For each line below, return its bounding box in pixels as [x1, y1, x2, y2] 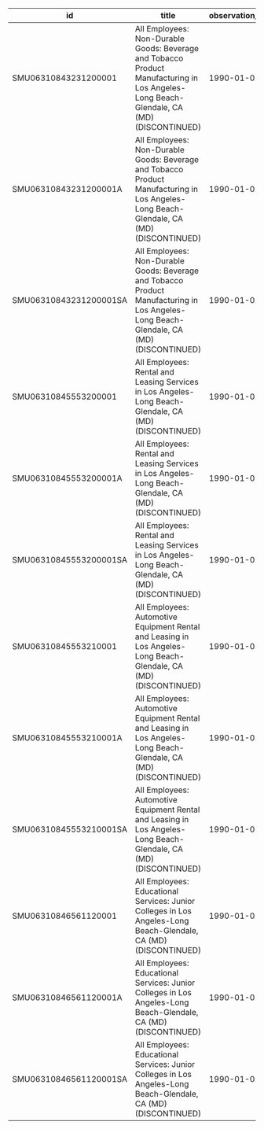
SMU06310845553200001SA [12, 555, 128, 565]
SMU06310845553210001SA [12, 824, 128, 835]
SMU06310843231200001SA [12, 295, 128, 305]
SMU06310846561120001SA [12, 1074, 128, 1084]
